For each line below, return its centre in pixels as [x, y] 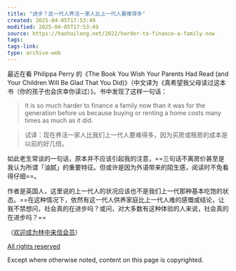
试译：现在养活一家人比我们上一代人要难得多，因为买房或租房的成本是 [126, 135]
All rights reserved [34, 246]
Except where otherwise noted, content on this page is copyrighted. [105, 260]
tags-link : [23, 46]
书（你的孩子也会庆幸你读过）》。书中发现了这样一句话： [87, 91]
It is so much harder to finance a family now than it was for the [115, 105]
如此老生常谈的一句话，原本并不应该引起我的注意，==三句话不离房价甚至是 [116, 158]
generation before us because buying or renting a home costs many [123, 112]
